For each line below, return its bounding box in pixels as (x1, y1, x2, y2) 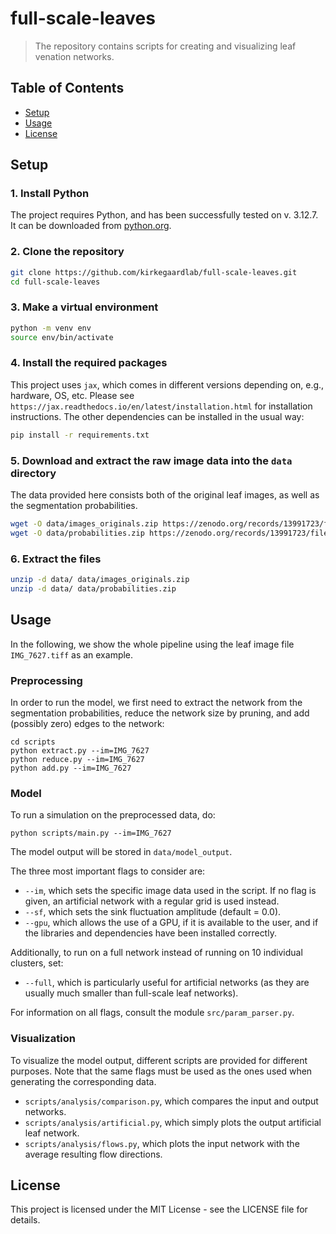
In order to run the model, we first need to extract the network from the (10, 696, 303, 708)
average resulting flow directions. (24, 1148, 163, 1160)
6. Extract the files (10, 552, 102, 566)
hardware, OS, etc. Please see (10, 389, 135, 401)
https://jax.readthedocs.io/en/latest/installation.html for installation (10, 400, 313, 412)
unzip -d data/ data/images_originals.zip (10, 575, 190, 585)
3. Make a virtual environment (10, 300, 159, 314)
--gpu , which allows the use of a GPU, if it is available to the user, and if (24, 917, 319, 929)
